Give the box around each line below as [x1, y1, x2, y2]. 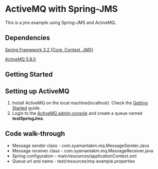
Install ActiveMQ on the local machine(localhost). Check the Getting [12, 100, 148, 106]
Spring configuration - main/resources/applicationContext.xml [12, 153, 137, 159]
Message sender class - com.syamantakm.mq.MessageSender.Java [12, 143, 149, 148]
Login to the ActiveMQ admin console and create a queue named [12, 110, 142, 116]
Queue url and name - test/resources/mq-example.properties [12, 158, 135, 164]
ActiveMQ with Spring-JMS [5, 3, 118, 15]
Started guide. [12, 105, 41, 111]
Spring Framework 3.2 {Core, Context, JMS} [5, 46, 94, 52]
